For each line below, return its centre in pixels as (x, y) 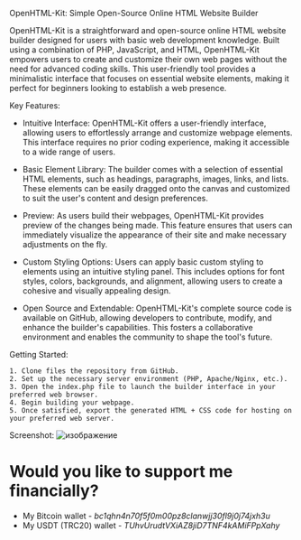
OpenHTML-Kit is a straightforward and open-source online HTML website (148, 30)
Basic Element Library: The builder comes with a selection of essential (153, 169)
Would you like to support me (121, 472)
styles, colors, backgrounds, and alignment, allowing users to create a (152, 281)
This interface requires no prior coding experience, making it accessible (156, 142)
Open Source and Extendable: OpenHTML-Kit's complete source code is (157, 308)
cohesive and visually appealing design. (96, 291)
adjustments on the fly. (65, 244)
